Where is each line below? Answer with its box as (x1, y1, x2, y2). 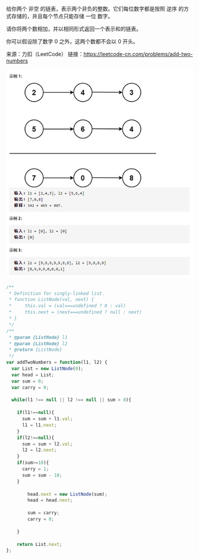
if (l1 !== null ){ (17, 410, 55, 416)
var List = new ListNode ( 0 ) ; (11, 366, 84, 372)
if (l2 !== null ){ (17, 435, 55, 441)
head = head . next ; (27, 497, 73, 504)
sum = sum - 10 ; (21, 472, 62, 478)
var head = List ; (11, 372, 55, 378)
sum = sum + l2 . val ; (21, 441, 73, 447)
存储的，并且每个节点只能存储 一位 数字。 (11, 12, 113, 20)
